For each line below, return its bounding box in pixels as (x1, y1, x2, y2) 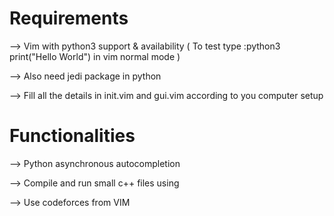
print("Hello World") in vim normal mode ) (9, 50, 181, 62)
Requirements (9, 7, 129, 30)
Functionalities (9, 125, 136, 147)
